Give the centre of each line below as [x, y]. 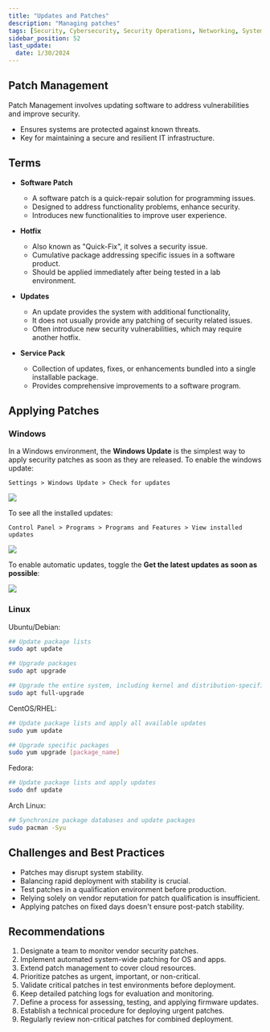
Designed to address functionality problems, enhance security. [136, 207]
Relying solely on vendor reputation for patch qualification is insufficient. [140, 898]
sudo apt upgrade [37, 671]
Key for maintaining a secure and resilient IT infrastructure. [117, 138]
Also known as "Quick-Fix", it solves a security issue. [120, 246]
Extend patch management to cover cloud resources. [108, 968]
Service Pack [43, 353]
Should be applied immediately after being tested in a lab [126, 272]
